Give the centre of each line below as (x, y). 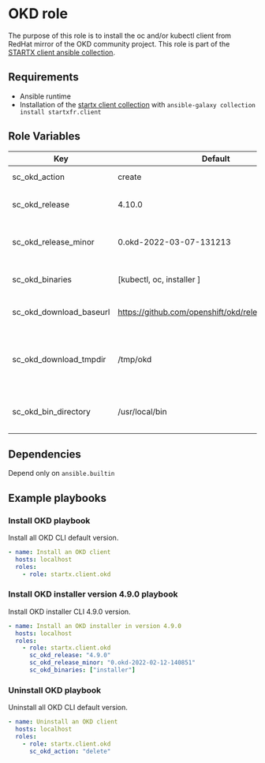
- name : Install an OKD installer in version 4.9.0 (95, 626)
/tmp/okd (135, 359)
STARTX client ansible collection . (62, 52)
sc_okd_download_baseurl (61, 312)
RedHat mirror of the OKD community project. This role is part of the (119, 43)
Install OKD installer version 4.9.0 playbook (93, 594)
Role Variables (44, 136)
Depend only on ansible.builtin (62, 473)
